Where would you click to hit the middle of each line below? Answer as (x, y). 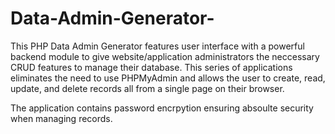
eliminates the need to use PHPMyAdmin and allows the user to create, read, (168, 78)
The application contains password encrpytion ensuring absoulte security (162, 108)
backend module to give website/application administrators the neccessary (165, 56)
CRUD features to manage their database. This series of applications (151, 67)
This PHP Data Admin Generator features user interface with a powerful (157, 46)
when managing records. (61, 118)
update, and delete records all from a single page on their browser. (147, 88)
